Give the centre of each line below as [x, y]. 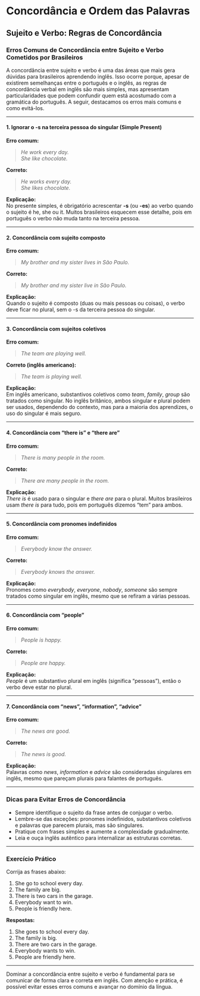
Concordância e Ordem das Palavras [98, 11]
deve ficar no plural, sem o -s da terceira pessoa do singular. [81, 310]
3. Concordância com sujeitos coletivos [56, 329]
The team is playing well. [51, 377]
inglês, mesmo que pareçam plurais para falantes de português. [85, 779]
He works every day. [46, 182]
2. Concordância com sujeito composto [56, 238]
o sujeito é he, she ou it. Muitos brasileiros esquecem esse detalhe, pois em [99, 212]
